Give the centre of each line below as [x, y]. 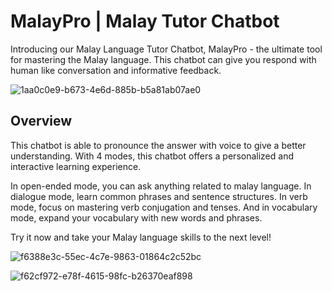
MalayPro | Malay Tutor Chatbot [145, 21]
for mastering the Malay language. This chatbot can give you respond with [163, 59]
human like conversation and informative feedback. [116, 70]
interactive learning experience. [76, 166]
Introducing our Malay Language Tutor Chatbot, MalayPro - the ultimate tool [166, 49]
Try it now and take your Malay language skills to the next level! [141, 237]
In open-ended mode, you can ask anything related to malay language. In [161, 186]
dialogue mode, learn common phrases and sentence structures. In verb [159, 196]
